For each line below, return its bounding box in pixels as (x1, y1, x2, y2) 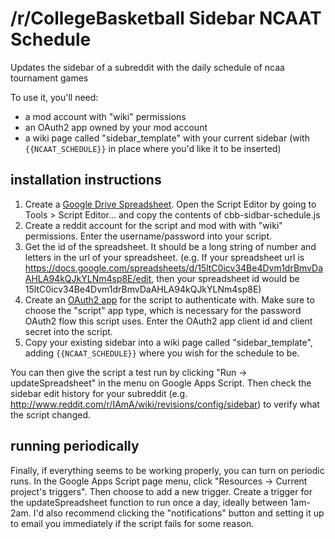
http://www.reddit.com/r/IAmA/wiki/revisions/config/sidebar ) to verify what (10, 398, 320, 410)
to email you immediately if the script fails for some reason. (10, 517, 255, 529)
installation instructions (10, 172, 162, 189)
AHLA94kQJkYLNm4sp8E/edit (24, 272, 152, 284)
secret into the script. (24, 325, 113, 337)
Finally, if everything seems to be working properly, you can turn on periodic (10, 464, 325, 476)
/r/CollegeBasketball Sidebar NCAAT (10, 7, 322, 30)
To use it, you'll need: (10, 91, 99, 103)
